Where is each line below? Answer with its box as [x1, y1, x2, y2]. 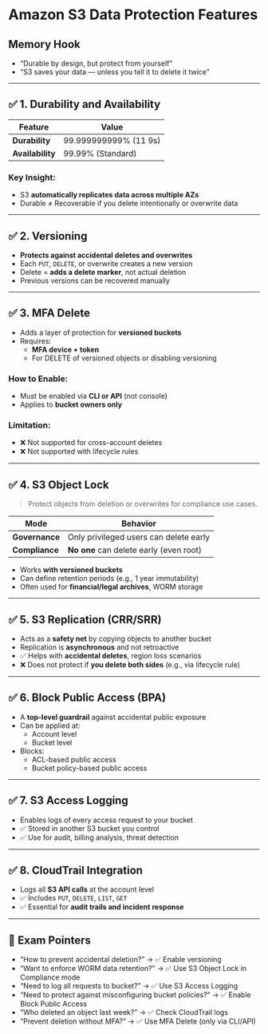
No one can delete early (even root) [67, 545, 202, 556]
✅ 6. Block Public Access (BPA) [8, 691, 166, 705]
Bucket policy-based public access [31, 763, 148, 773]
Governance [12, 531, 61, 543]
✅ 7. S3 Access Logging [8, 793, 129, 808]
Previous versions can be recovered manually [19, 276, 170, 285]
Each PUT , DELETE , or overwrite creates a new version [19, 258, 193, 268]
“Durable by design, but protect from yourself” [19, 58, 173, 68]
